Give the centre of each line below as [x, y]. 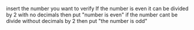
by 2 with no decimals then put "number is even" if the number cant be [92, 15]
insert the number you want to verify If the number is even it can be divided [98, 9]
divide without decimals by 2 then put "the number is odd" [77, 21]
